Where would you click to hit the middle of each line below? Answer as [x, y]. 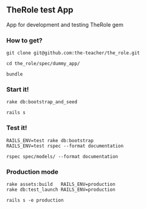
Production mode [33, 171]
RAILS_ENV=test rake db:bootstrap [50, 140]
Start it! [18, 89]
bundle [15, 74]
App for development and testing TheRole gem [65, 24]
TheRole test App [40, 10]
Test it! [17, 128]
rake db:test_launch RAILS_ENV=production [61, 190]
